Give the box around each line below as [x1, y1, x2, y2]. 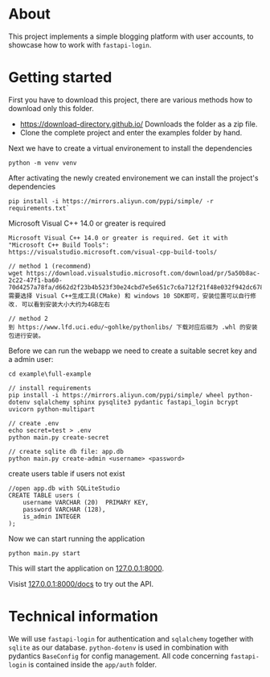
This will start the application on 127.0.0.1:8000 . [8, 563, 165, 573]
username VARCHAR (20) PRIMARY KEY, [22, 498, 149, 506]
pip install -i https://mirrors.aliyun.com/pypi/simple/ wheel [8, 391, 225, 399]
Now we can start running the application [8, 534, 145, 543]
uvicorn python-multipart [8, 405, 95, 413]
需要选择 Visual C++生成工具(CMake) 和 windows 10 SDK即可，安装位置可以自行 [8, 292, 251, 300]
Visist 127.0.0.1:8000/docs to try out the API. [8, 579, 154, 588]
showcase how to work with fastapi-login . [8, 39, 152, 49]
